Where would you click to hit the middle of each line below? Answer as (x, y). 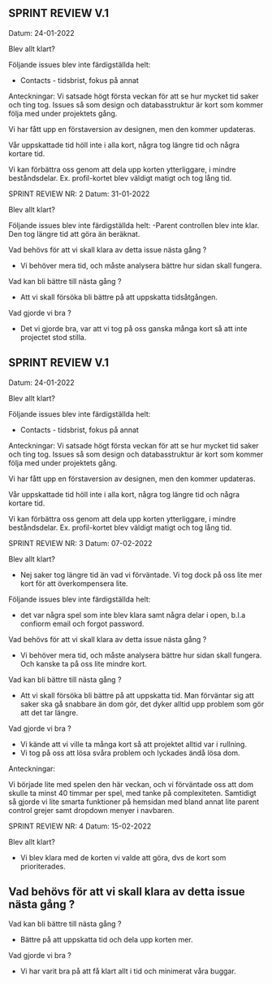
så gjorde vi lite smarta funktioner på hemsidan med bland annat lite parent (134, 802)
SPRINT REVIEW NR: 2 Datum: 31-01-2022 (79, 194)
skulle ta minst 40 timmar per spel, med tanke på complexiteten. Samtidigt (133, 793)
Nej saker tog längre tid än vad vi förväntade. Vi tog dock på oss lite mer (141, 575)
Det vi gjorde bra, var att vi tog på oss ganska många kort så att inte (134, 328)
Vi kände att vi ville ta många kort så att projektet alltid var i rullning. (134, 744)
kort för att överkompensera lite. (74, 583)
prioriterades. (43, 866)
